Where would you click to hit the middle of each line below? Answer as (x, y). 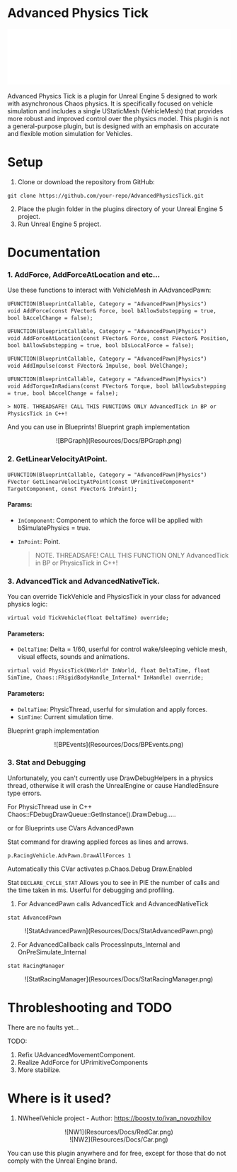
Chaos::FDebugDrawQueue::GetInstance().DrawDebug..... (92, 814)
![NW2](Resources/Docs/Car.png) (119, 1139)
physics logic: (28, 604)
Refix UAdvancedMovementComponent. (76, 1054)
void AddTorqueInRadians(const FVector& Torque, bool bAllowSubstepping (117, 387)
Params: (20, 505)
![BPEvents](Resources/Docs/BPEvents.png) (119, 744)
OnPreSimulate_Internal (52, 952)
